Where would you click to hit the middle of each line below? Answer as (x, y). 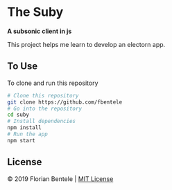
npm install (24, 128)
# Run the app (28, 134)
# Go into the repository (44, 108)
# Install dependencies (42, 122)
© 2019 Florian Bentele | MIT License (60, 179)
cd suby (18, 115)
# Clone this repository (43, 95)
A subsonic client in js (40, 31)
